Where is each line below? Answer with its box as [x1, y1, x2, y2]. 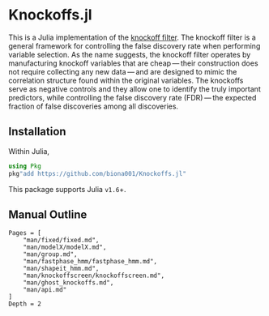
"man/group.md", [23, 250, 79, 258]
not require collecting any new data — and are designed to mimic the [8, 66, 237, 76]
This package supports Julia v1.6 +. [8, 184, 127, 194]
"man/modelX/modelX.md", [23, 243, 107, 252]
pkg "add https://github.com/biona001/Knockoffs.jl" [8, 169, 186, 177]
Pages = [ [8, 229, 42, 237]
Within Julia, [8, 146, 50, 156]
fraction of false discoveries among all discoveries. [8, 101, 179, 111]
